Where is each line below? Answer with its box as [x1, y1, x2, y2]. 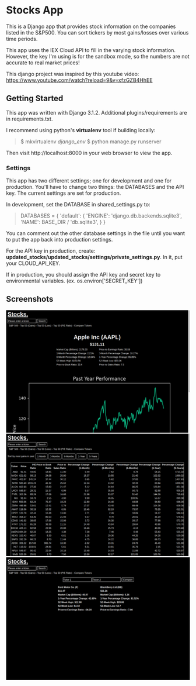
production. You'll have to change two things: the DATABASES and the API [6, 184, 184, 191]
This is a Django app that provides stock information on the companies [6, 23, 176, 30]
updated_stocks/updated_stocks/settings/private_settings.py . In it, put [6, 254, 183, 261]
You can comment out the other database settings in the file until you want [6, 230, 185, 237]
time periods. [6, 35, 38, 42]
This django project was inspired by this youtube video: [6, 70, 139, 77]
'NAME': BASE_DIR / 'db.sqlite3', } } [20, 219, 106, 226]
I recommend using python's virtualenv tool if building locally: [6, 126, 156, 133]
